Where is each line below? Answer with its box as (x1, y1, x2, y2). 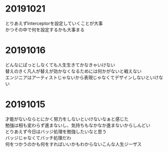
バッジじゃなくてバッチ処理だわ (5, 134, 71, 141)
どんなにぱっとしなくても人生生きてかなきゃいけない (5, 61, 115, 68)
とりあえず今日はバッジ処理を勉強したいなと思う (5, 128, 107, 134)
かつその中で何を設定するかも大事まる (5, 26, 85, 33)
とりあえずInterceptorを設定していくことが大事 (5, 20, 103, 26)
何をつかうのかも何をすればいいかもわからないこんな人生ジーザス (5, 141, 142, 147)
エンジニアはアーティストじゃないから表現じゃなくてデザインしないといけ (5, 74, 159, 81)
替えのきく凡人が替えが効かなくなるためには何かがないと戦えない (5, 68, 142, 74)
